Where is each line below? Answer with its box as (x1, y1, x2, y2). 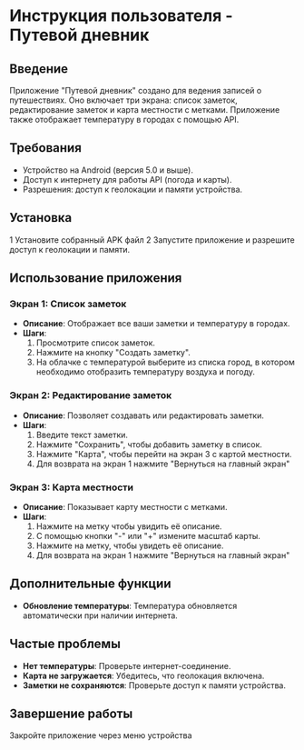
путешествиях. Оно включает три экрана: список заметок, (9, 95, 238, 105)
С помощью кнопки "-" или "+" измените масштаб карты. (35, 530, 261, 541)
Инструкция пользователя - (9, 5, 233, 26)
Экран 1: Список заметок (9, 297, 127, 310)
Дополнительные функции (9, 576, 172, 592)
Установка (9, 210, 73, 225)
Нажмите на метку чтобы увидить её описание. (35, 520, 222, 532)
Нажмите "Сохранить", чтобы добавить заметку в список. (35, 438, 263, 450)
